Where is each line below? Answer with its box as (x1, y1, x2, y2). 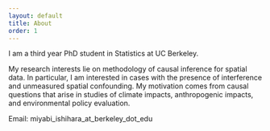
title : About (8, 19, 52, 27)
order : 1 (8, 27, 38, 35)
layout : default (8, 11, 63, 20)
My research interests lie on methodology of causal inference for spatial (8, 64, 247, 74)
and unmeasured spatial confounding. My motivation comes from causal (8, 81, 249, 91)
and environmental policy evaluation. (8, 98, 131, 108)
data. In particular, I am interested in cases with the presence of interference (8, 73, 263, 83)
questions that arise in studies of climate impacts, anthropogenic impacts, (8, 90, 254, 100)
